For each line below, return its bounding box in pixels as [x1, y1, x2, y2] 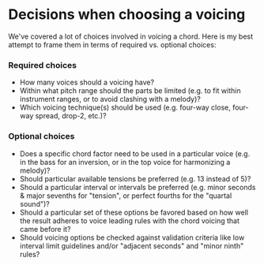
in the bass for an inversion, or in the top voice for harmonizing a [19, 157, 231, 166]
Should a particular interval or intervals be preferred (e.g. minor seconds [19, 182, 256, 192]
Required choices [8, 59, 77, 70]
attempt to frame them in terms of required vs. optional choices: [8, 39, 217, 49]
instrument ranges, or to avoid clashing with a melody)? [19, 95, 202, 104]
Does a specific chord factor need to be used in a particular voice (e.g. [19, 148, 251, 159]
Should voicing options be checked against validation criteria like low [19, 233, 245, 242]
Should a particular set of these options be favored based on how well [19, 207, 249, 217]
